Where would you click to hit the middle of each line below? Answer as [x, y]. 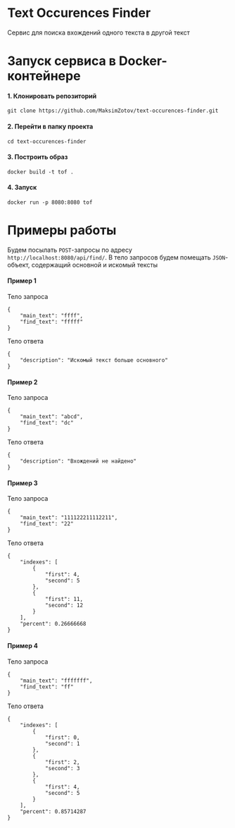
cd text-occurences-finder [47, 141]
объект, [19, 264]
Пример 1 [22, 281]
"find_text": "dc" [47, 423]
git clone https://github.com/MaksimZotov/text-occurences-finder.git [113, 111]
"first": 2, [62, 762]
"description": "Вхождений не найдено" [78, 461]
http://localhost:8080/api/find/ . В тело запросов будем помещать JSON [116, 257]
